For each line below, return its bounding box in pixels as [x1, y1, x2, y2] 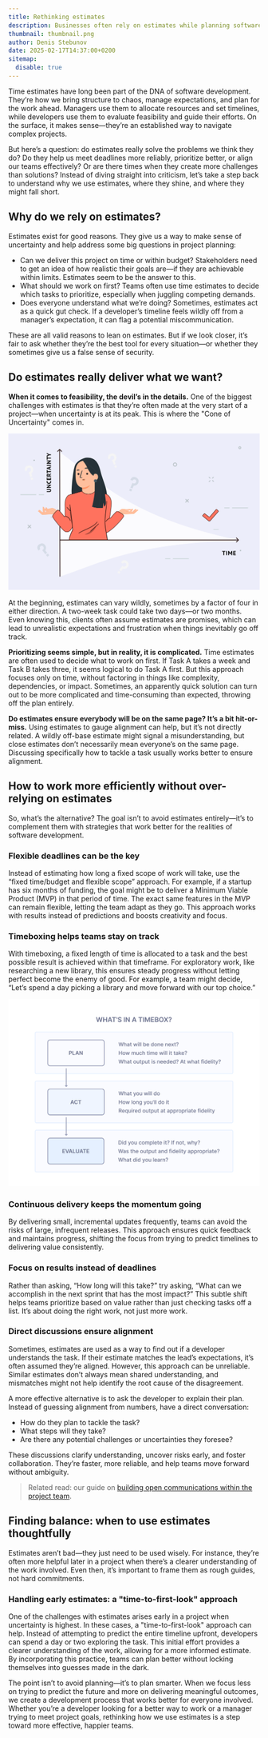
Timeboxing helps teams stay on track [8, 931, 160, 942]
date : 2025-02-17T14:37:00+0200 [8, 46, 116, 55]
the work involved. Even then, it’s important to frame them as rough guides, [8, 1564, 255, 1575]
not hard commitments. [8, 1573, 85, 1583]
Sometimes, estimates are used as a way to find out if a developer [8, 1344, 226, 1353]
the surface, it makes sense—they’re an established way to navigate [8, 120, 233, 130]
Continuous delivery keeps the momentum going [8, 1198, 202, 1209]
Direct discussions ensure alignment [8, 1326, 154, 1337]
